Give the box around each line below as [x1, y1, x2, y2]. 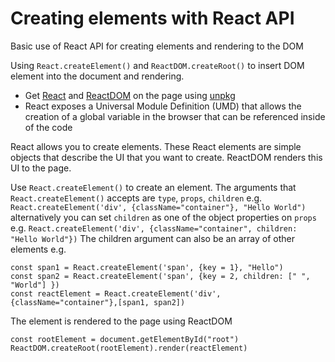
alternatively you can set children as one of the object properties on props [10, 211, 317, 223]
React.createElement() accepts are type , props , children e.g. [10, 192, 263, 204]
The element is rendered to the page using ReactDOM [10, 315, 233, 327]
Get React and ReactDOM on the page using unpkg [24, 89, 236, 101]
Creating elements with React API [10, 7, 295, 30]
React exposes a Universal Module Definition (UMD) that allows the [24, 100, 302, 112]
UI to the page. [10, 162, 72, 174]
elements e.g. [10, 243, 67, 255]
